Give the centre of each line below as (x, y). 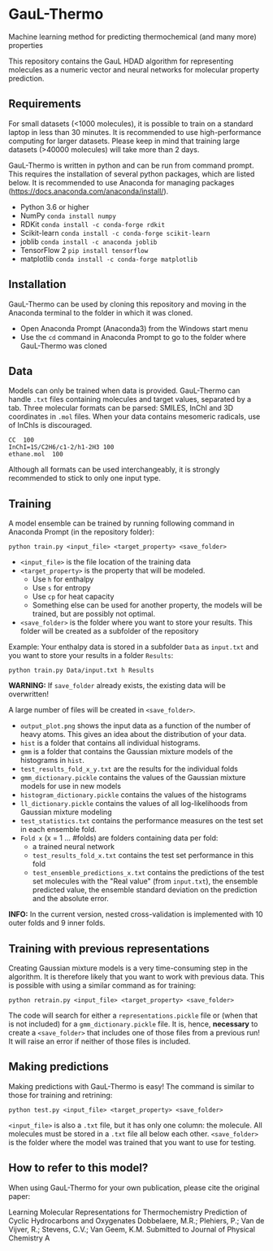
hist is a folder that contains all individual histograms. (110, 743)
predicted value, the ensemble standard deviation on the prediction (145, 890)
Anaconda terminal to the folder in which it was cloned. (101, 312)
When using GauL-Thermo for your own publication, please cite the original (134, 1188)
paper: (19, 1196)
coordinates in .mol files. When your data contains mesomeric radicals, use (134, 416)
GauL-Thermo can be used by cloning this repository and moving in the (128, 304)
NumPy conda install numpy (68, 216)
